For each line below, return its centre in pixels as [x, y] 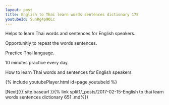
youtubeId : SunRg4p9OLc [30, 19]
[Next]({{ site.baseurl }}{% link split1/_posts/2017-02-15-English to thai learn [84, 92]
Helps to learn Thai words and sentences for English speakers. [70, 34]
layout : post [19, 10]
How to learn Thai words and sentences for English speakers [69, 72]
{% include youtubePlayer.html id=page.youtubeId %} [61, 82]
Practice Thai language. [30, 53]
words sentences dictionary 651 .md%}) [47, 97]
